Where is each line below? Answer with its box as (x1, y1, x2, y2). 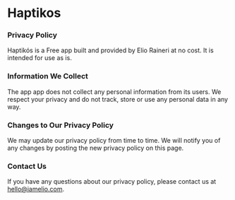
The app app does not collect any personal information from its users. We (7, 87, 222, 96)
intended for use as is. (7, 54, 72, 62)
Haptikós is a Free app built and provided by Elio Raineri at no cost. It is (7, 46, 214, 54)
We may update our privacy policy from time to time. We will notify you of (7, 136, 221, 145)
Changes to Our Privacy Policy (7, 120, 114, 130)
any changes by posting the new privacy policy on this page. (7, 143, 184, 153)
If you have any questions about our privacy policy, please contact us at (7, 177, 217, 186)
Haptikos (7, 5, 61, 21)
